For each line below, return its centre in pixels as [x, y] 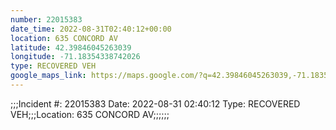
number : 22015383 [46, 19]
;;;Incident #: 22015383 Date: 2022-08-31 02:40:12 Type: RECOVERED [155, 103]
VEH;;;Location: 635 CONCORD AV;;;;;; [90, 114]
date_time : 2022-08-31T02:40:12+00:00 [91, 29]
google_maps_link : [48, 76]
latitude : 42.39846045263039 [71, 47]
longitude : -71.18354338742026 [75, 57]
